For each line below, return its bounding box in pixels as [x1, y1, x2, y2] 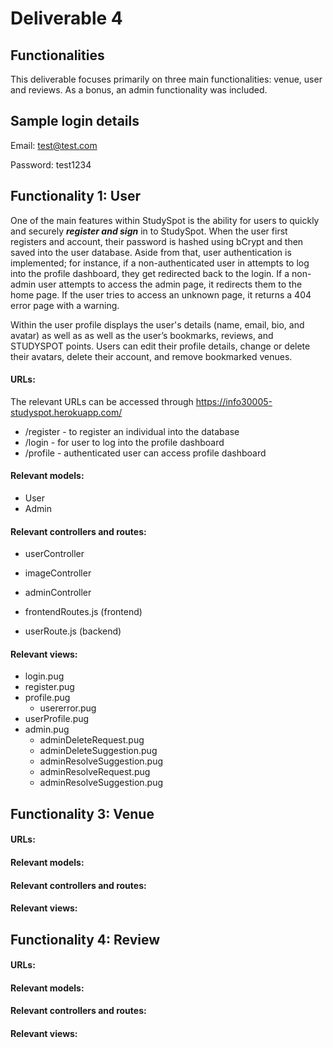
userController [24, 548, 85, 560]
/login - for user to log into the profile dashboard [24, 436, 225, 448]
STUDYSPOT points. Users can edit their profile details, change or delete [10, 340, 311, 352]
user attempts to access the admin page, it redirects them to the [38, 278, 303, 290]
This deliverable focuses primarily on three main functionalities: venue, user [10, 73, 323, 85]
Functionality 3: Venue [10, 805, 155, 822]
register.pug [24, 681, 75, 693]
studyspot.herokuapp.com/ [10, 406, 123, 418]
